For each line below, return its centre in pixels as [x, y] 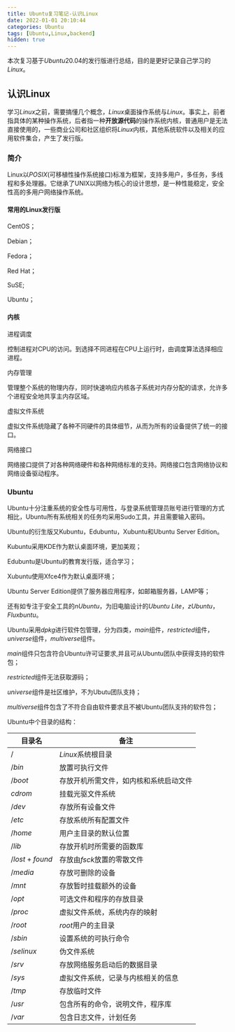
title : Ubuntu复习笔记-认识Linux [53, 14]
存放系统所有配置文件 [94, 820]
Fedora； [20, 256]
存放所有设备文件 [87, 807]
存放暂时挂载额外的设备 [98, 885]
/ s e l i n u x [24, 951]
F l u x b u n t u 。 [25, 615]
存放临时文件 [80, 991]
